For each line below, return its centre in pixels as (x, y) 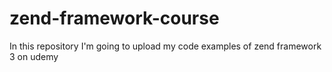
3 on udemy (34, 56)
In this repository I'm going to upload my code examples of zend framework (165, 46)
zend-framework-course (114, 18)
